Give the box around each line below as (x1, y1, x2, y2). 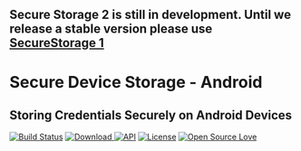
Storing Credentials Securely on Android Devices (9, 108, 293, 123)
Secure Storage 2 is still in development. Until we (9, 7, 292, 23)
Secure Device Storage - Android (9, 71, 263, 92)
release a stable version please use (9, 22, 213, 37)
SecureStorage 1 (9, 35, 104, 51)
